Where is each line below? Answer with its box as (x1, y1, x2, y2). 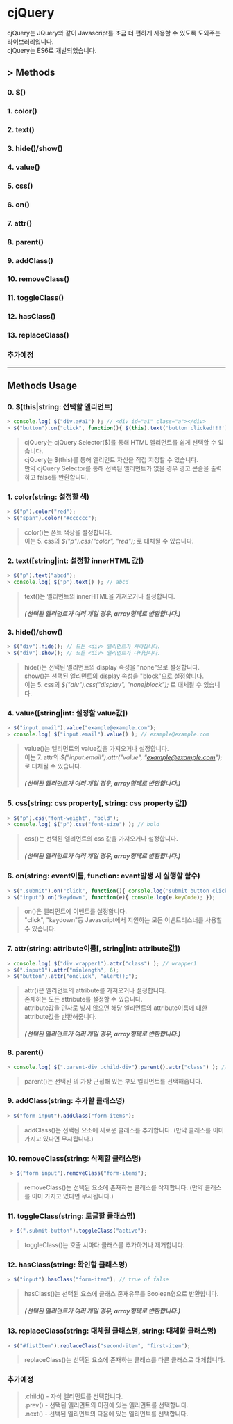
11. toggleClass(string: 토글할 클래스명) (7, 1211, 136, 1221)
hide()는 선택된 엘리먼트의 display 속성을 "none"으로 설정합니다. (24, 663, 200, 672)
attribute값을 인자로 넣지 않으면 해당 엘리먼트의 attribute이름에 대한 (24, 1004, 208, 1012)
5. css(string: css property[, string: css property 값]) (7, 798, 187, 808)
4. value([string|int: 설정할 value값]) (7, 709, 128, 718)
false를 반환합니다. (37, 473, 89, 481)
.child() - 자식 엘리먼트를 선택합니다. (24, 1392, 123, 1400)
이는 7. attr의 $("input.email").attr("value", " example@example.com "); (24, 753, 223, 761)
